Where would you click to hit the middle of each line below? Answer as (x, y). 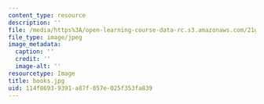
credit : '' (33, 59)
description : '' (35, 23)
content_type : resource (47, 15)
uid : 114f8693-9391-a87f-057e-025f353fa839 (81, 88)
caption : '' (35, 52)
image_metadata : (35, 45)
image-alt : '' (38, 66)
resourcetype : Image (42, 74)
